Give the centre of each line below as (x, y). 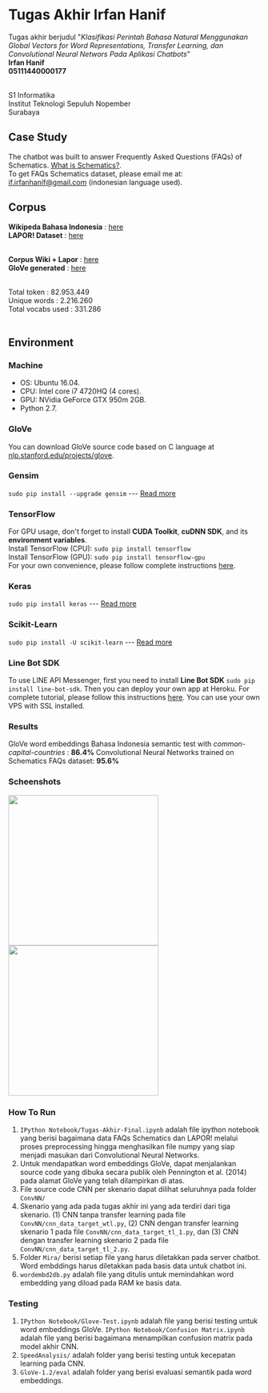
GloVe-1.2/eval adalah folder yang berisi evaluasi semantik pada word (136, 1372)
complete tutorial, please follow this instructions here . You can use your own (134, 697)
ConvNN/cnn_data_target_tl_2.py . (75, 1249)
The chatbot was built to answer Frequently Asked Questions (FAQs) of (125, 156)
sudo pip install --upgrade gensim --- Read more (92, 493)
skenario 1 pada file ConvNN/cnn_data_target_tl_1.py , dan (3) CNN (129, 1231)
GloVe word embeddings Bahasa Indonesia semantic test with (110, 744)
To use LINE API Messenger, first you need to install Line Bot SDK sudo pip (132, 680)
